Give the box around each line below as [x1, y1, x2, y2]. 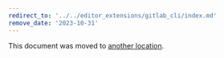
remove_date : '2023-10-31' [8, 19, 99, 27]
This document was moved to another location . [8, 41, 165, 50]
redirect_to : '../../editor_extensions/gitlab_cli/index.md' [8, 11, 218, 20]
